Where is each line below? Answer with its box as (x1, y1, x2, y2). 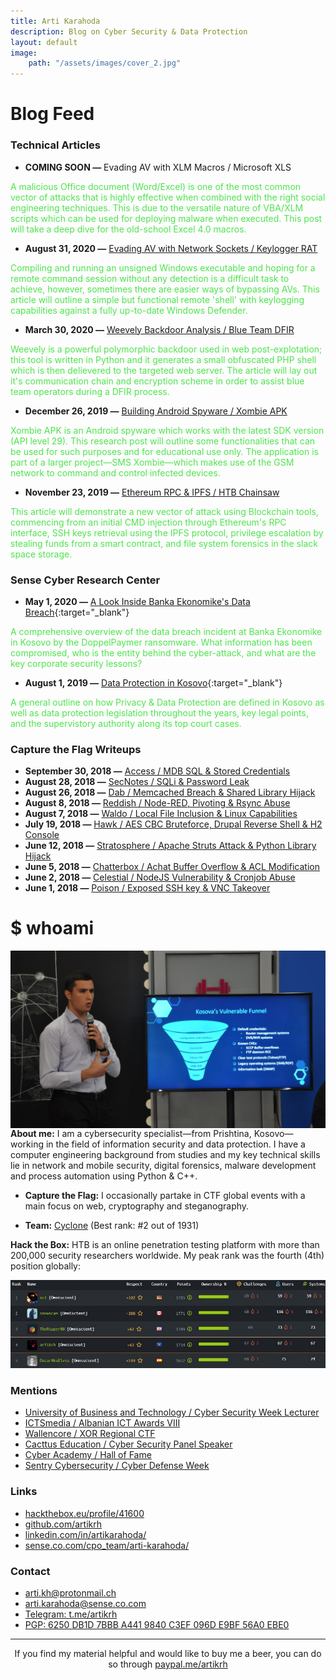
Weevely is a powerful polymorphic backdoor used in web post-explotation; (10, 343, 323, 355)
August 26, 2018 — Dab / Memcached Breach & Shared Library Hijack (24, 786, 316, 799)
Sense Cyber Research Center (10, 573, 161, 587)
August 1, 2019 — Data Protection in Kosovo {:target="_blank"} (24, 676, 283, 689)
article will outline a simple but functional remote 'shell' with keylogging (10, 293, 305, 305)
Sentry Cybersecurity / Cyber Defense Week (24, 1460, 210, 1472)
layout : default (10, 37, 78, 47)
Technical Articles (10, 138, 101, 152)
